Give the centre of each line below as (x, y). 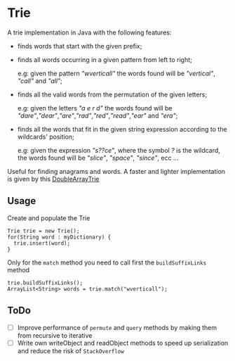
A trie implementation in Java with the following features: (89, 32)
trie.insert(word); (42, 243)
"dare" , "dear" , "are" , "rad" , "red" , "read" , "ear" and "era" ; (98, 115)
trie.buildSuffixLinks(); (45, 283)
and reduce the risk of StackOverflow (70, 350)
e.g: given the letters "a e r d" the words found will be (95, 108)
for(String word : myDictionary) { (59, 237)
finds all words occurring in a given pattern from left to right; (105, 59)
